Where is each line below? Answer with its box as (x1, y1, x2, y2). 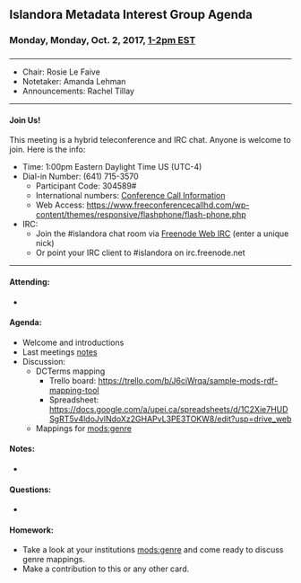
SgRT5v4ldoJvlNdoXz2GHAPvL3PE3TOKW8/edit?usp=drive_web (48, 413, 292, 424)
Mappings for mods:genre (35, 422, 133, 434)
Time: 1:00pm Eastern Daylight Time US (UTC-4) (21, 162, 202, 172)
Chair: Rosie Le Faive (21, 66, 100, 77)
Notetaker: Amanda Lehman (21, 76, 126, 87)
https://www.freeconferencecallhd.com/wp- (86, 199, 250, 210)
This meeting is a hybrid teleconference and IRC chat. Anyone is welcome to (9, 135, 291, 146)
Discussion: (21, 356, 65, 367)
